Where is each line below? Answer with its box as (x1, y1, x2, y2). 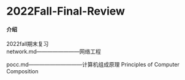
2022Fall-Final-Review (6, 4, 126, 18)
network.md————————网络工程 (6, 48, 101, 56)
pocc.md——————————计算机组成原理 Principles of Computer (6, 61, 179, 68)
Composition (6, 68, 39, 75)
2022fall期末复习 (6, 40, 49, 48)
